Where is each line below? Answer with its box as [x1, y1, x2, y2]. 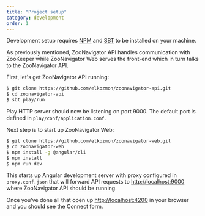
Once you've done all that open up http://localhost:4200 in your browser [6, 196, 189, 204]
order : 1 [6, 20, 29, 26]
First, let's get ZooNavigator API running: [6, 74, 110, 81]
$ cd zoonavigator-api [6, 91, 64, 98]
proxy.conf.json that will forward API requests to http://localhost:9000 [6, 178, 185, 185]
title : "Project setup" [6, 9, 67, 15]
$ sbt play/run [6, 97, 45, 103]
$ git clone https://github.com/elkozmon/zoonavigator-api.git [6, 85, 171, 92]
